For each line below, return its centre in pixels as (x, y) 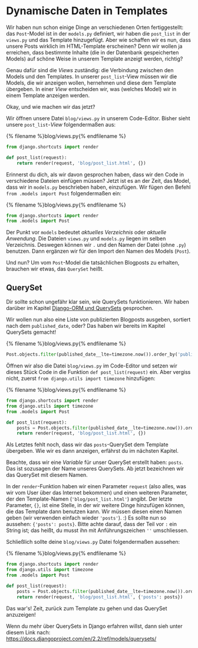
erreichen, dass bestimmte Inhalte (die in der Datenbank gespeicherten (93, 52)
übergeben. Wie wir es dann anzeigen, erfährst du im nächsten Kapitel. (92, 451)
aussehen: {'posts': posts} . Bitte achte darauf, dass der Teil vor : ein (91, 524)
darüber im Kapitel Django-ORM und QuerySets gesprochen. (80, 308)
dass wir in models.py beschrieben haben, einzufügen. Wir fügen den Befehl (98, 187)
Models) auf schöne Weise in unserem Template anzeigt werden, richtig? (95, 59)
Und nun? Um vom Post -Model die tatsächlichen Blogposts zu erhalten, (93, 263)
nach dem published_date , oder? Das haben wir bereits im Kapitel (86, 326)
